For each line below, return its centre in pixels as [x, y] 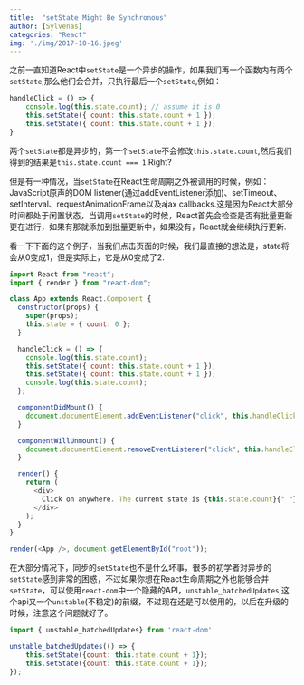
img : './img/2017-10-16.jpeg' [66, 43]
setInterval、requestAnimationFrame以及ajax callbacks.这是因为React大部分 [152, 204]
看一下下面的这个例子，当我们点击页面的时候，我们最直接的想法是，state [146, 246]
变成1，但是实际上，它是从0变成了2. [97, 257]
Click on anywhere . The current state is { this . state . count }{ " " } [170, 499]
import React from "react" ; [62, 274]
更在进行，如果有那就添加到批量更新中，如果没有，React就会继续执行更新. [148, 227]
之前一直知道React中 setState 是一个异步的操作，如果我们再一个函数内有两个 [151, 70]
